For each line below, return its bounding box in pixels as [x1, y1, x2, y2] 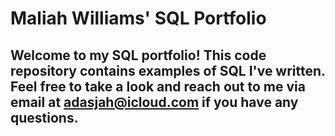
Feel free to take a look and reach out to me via [10, 78, 306, 95]
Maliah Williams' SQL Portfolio [10, 7, 267, 30]
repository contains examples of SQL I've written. [10, 62, 326, 79]
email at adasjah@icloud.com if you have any [10, 93, 299, 111]
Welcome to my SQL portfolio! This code [10, 47, 267, 64]
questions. [10, 109, 79, 126]
